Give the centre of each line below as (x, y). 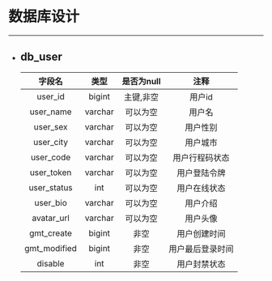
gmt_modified (50, 248)
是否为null (141, 81)
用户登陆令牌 (201, 172)
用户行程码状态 (201, 157)
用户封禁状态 (201, 264)
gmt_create (51, 233)
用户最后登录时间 (201, 249)
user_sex (51, 126)
